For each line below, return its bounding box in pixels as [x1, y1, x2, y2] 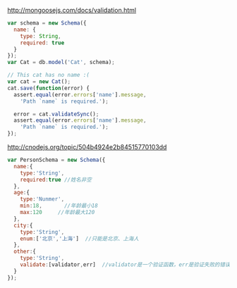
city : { [13, 222, 33, 229]
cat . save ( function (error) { [7, 84, 90, 92]
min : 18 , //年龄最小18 [20, 202, 99, 210]
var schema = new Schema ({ [7, 20, 87, 27]
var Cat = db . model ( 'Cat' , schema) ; [7, 59, 115, 66]
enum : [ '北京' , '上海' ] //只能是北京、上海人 [20, 235, 139, 242]
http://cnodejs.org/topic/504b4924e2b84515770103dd [7, 143, 167, 151]
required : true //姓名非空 [20, 176, 92, 183]
